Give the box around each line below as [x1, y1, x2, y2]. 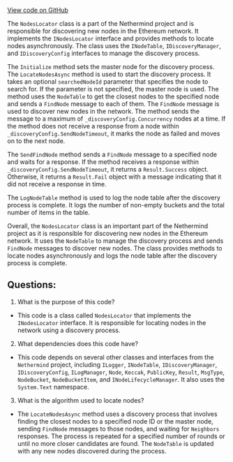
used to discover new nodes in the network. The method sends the [7, 107, 200, 115]
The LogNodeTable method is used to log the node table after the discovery [7, 193, 221, 202]
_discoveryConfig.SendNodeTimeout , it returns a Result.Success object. [7, 165, 209, 173]
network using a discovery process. [17, 326, 121, 334]
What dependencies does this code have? [17, 339, 138, 348]
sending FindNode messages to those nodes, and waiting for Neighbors [17, 424, 220, 433]
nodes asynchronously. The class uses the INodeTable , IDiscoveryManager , [7, 42, 221, 50]
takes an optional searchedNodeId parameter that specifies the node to [7, 77, 209, 86]
